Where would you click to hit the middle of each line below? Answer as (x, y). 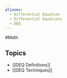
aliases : (14, 10)
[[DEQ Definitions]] (31, 65)
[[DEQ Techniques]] (32, 70)
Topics (16, 53)
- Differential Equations (36, 19)
